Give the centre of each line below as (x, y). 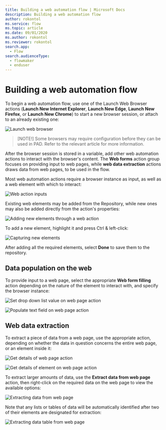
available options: (23, 388)
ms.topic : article (24, 28)
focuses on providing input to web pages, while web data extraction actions (83, 164)
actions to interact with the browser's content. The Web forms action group (83, 159)
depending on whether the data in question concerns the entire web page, (81, 343)
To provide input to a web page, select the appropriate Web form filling (78, 280)
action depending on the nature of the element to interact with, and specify (82, 285)
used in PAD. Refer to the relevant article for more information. (81, 144)
